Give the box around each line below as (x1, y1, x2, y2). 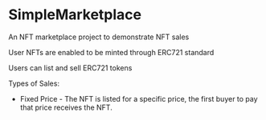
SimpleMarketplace (8, 6, 142, 24)
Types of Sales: (8, 78, 60, 88)
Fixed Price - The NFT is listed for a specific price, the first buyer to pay (19, 94, 259, 103)
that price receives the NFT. (19, 102, 113, 112)
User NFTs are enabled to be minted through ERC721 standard (8, 47, 215, 57)
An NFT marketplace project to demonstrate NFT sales (8, 32, 190, 42)
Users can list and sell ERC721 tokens (8, 62, 133, 73)
